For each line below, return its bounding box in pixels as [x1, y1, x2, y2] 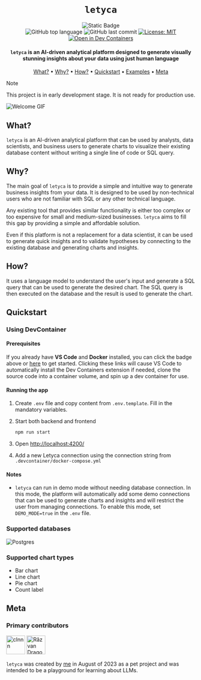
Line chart [14, 573, 40, 580]
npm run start [14, 429, 50, 436]
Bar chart [14, 567, 38, 574]
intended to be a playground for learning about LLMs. [6, 666, 138, 673]
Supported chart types [6, 553, 74, 562]
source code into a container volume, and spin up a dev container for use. [6, 373, 189, 380]
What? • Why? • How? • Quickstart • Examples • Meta [33, 68, 169, 76]
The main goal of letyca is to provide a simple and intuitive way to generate [6, 182, 193, 190]
